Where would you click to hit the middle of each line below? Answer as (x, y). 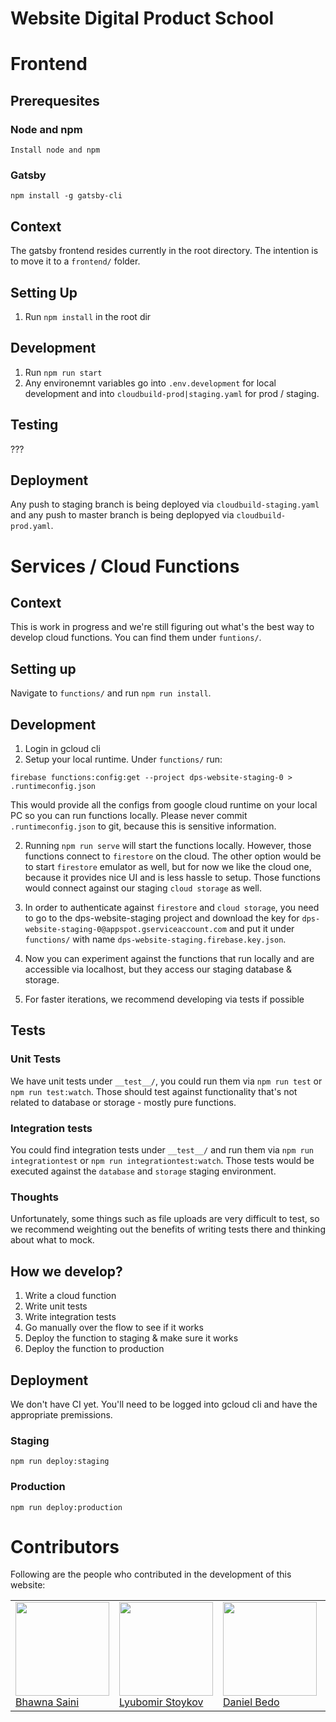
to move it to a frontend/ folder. (75, 261)
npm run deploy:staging (60, 1462)
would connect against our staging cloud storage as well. (143, 888)
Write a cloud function (70, 1296)
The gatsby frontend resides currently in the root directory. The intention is (164, 251)
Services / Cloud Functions (125, 566)
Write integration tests (70, 1317)
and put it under (261, 929)
